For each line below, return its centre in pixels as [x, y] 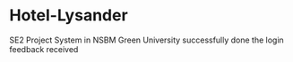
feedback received [44, 49]
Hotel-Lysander [69, 15]
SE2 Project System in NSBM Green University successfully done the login [146, 40]
